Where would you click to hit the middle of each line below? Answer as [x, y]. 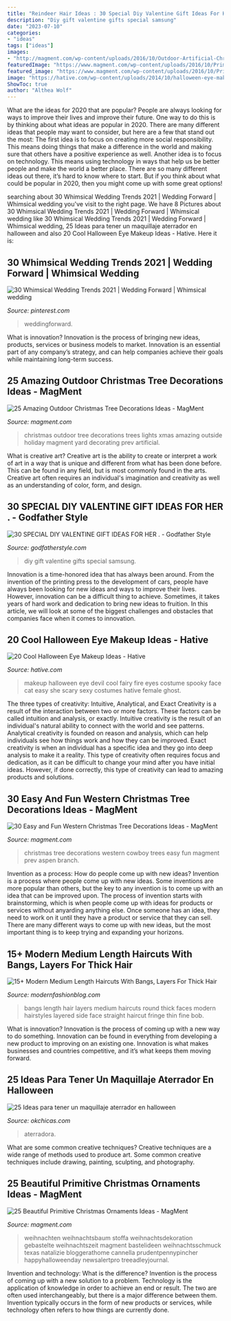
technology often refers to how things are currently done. [88, 1310]
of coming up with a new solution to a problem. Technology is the [100, 1280]
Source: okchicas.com [39, 1120]
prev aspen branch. [52, 860]
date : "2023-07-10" [35, 26]
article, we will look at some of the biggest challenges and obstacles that [110, 610]
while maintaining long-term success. [60, 359]
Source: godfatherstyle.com [47, 547]
